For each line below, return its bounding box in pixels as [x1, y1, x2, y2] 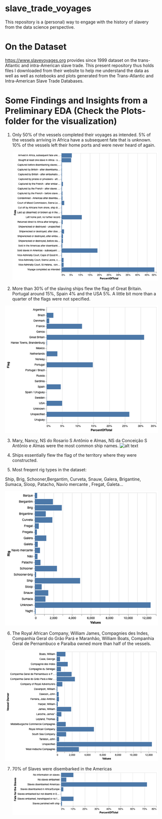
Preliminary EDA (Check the [5, 106, 119, 117]
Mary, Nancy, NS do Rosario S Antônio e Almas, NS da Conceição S [12, 438, 147, 444]
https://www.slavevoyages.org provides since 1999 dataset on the [5, 57, 137, 63]
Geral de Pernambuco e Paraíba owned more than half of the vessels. [12, 641, 151, 647]
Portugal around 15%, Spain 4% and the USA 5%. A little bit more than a [12, 291, 156, 297]
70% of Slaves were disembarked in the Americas [12, 766, 112, 771]
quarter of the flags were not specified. [12, 296, 91, 302]
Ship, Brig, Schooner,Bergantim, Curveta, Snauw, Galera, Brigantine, [5, 476, 141, 482]
